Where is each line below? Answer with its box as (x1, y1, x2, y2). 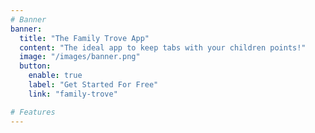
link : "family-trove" (28, 89, 118, 99)
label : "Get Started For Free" (28, 80, 159, 90)
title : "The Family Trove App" (19, 33, 150, 43)
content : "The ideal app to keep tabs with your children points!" (19, 42, 307, 53)
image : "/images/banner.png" (19, 52, 141, 62)
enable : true (28, 71, 83, 81)
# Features (10, 107, 56, 117)
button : (19, 61, 52, 71)
